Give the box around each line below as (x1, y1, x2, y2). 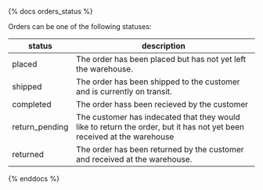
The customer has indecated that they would (75, 111, 240, 122)
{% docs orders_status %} (8, 7, 93, 16)
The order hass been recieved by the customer (75, 99, 249, 109)
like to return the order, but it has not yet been (75, 122, 245, 132)
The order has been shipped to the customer (75, 76, 240, 87)
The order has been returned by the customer (75, 144, 244, 155)
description (141, 41, 186, 51)
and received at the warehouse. (75, 154, 193, 164)
